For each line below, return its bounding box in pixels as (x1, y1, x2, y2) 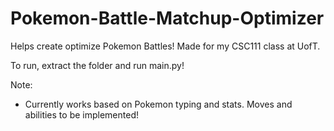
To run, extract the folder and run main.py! (10, 59, 185, 71)
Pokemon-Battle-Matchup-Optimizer (10, 7, 325, 30)
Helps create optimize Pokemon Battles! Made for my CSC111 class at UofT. (10, 40, 321, 52)
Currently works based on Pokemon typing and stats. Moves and (24, 98, 293, 110)
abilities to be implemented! (24, 108, 139, 121)
